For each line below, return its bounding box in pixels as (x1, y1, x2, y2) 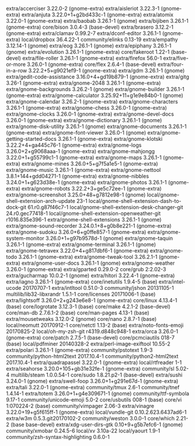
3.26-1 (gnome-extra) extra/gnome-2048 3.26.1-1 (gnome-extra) (6, 79, 161, 87)
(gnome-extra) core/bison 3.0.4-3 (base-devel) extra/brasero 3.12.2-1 (6, 23, 174, 30)
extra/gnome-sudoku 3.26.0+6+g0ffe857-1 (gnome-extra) (6, 229, 147, 236)
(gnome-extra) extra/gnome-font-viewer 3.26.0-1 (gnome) (6, 129, 147, 136)
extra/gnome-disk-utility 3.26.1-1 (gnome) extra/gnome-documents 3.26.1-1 (6, 123, 187, 130)
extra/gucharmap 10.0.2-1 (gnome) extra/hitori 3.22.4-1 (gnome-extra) (6, 272, 175, 279)
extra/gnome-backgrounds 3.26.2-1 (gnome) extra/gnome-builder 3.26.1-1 (6, 86, 185, 92)
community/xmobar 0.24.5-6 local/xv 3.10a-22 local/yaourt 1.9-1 (6, 427, 161, 434)
